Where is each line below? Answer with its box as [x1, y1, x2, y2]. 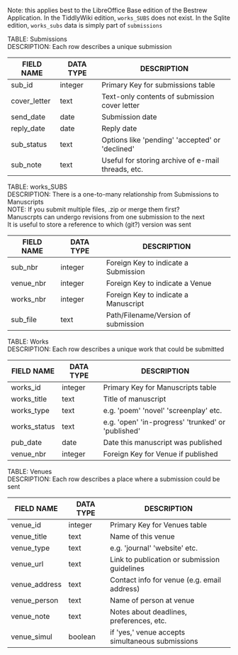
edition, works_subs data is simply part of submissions [7, 21, 163, 29]
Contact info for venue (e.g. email [109, 575, 222, 585]
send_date [11, 112, 46, 121]
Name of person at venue [109, 595, 195, 605]
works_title [11, 394, 47, 404]
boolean [68, 632, 96, 642]
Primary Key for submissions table [101, 80, 215, 89]
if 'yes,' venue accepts [109, 627, 186, 637]
